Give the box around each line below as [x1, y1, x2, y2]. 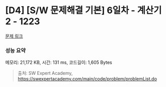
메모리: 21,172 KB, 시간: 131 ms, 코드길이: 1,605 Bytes [5, 59, 112, 66]
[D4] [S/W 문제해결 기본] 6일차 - [5, 5, 136, 16]
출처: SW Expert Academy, [17, 70, 73, 76]
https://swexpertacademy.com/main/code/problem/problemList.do [17, 76, 157, 82]
